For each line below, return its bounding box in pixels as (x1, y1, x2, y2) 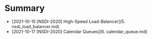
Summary (4, 3, 45, 14)
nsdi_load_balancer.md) (11, 23, 60, 29)
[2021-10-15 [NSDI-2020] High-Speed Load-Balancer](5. (11, 19, 126, 24)
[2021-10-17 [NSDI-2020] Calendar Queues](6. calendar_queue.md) (11, 29, 148, 34)
